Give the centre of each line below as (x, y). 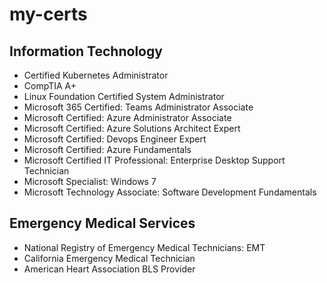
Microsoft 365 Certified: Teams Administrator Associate (138, 107)
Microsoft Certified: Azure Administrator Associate (127, 117)
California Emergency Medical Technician (109, 258)
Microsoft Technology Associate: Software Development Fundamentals (170, 192)
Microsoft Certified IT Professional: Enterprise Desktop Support (154, 160)
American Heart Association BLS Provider (109, 269)
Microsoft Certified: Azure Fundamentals (107, 149)
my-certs (48, 14)
